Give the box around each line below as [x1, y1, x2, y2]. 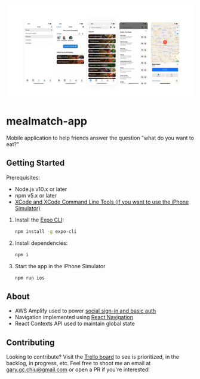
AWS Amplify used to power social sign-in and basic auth [14, 307, 156, 314]
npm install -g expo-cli [14, 228, 77, 235]
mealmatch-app [6, 114, 88, 128]
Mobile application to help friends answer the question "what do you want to [6, 134, 195, 141]
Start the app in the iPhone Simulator [14, 262, 106, 269]
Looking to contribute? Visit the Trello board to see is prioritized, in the [6, 353, 179, 360]
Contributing [6, 337, 55, 347]
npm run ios [14, 275, 45, 281]
